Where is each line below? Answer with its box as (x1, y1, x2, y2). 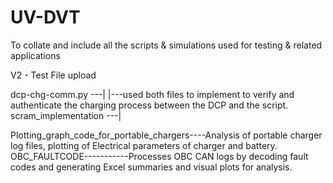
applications (10, 49, 61, 61)
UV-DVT (10, 6, 81, 29)
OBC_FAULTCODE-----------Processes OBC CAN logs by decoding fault (10, 150, 309, 162)
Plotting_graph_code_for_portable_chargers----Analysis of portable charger (10, 129, 323, 141)
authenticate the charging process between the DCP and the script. (10, 99, 289, 111)
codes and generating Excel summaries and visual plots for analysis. (10, 161, 293, 173)
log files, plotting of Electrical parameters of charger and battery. (10, 139, 278, 151)
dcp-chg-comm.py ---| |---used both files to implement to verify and (10, 88, 295, 100)
